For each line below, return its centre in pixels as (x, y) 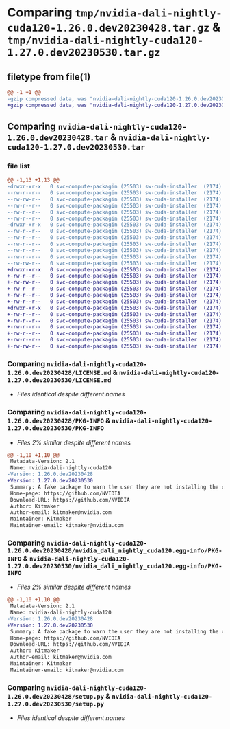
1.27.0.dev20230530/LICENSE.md (59, 380)
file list (19, 166)
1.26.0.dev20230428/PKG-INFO (56, 421)
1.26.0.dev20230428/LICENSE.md (59, 373)
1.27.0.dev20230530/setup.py (56, 704)
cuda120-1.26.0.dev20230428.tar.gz (108, 29)
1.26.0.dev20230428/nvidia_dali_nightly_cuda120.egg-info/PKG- (115, 550)
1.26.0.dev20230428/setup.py (56, 696)
